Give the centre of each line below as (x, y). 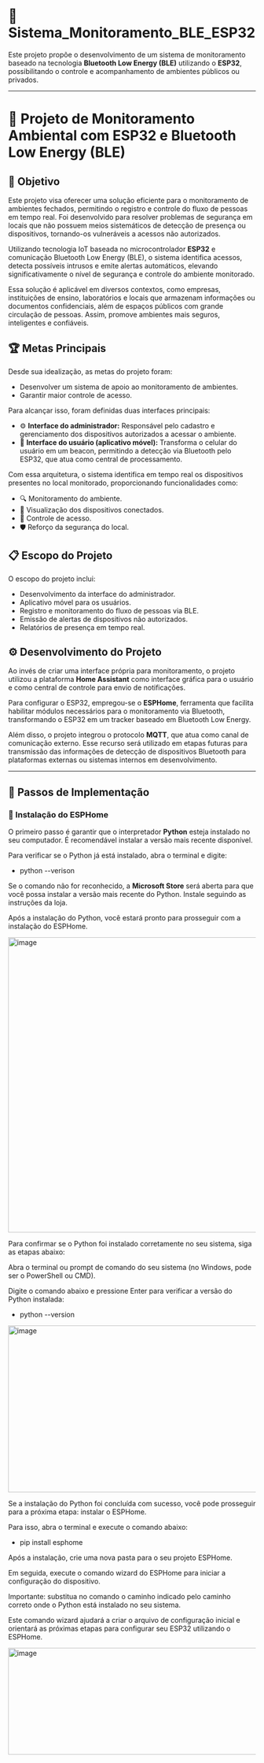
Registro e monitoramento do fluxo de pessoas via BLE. (109, 610)
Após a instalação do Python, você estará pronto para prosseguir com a (125, 918)
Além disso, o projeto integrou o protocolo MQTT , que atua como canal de (128, 735)
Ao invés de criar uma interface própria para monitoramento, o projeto (122, 671)
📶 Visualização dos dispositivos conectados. (92, 509)
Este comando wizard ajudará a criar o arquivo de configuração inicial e (125, 1620)
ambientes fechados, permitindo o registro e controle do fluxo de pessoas (128, 209)
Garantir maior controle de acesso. (75, 395)
